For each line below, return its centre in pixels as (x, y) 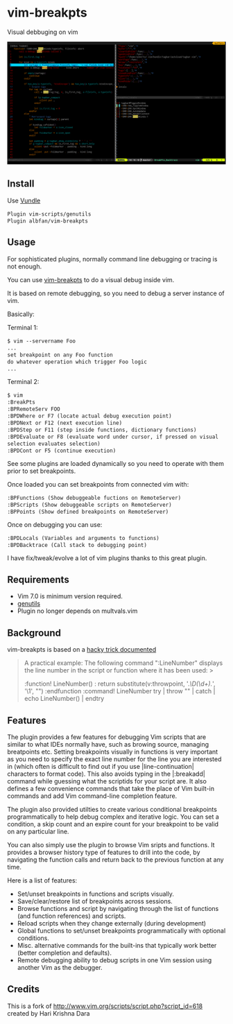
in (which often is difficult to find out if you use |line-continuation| (101, 766)
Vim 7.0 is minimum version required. (70, 596)
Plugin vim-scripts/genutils (49, 214)
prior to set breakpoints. (42, 471)
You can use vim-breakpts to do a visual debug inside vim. (91, 279)
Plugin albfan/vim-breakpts (48, 221)
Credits (24, 989)
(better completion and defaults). (64, 953)
